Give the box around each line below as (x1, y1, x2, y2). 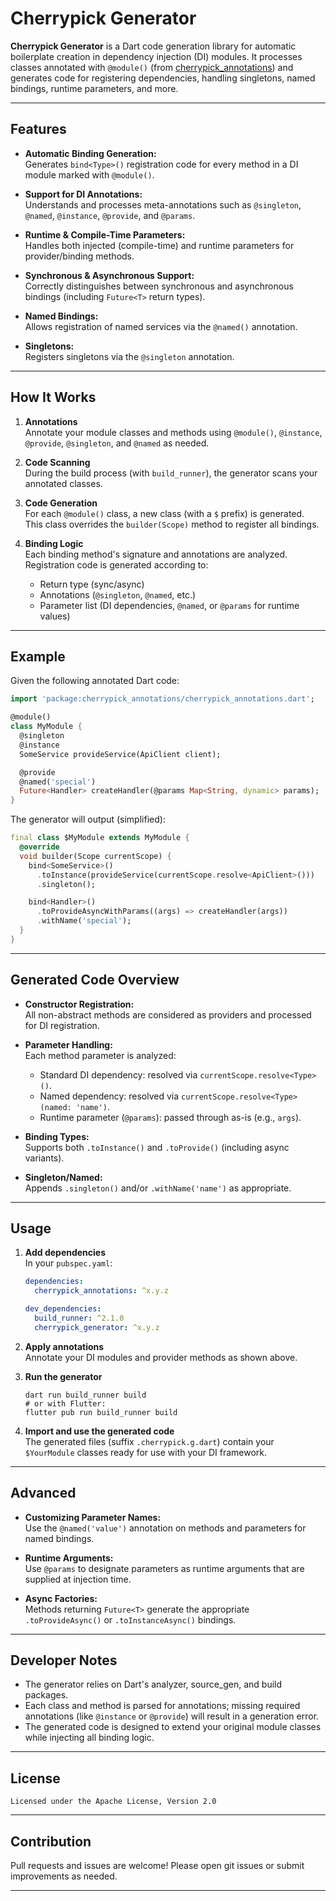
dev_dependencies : (24, 1304, 102, 1314)
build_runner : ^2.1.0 (34, 1313, 125, 1323)
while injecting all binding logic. (24, 1732, 155, 1744)
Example (10, 648, 66, 665)
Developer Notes (10, 1652, 118, 1669)
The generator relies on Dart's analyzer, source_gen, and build (24, 1678, 283, 1691)
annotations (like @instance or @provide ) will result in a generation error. (24, 1710, 320, 1722)
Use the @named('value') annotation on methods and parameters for (24, 1522, 307, 1534)
